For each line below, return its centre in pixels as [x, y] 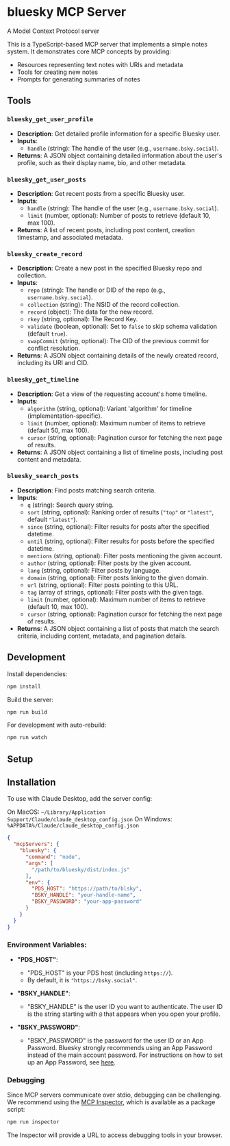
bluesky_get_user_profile [50, 120]
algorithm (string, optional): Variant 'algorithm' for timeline [110, 408]
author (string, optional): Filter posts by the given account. [109, 563]
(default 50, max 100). [58, 430]
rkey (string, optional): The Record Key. [82, 319]
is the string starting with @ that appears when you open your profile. [124, 1014]
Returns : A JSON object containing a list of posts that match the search [118, 628]
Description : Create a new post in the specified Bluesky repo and [110, 269]
